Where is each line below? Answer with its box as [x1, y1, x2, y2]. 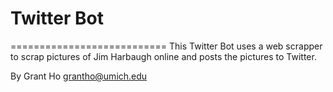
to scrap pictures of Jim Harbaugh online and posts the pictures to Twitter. [10, 50, 317, 62]
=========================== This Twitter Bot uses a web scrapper [10, 40, 323, 52]
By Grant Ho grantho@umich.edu [10, 70, 148, 82]
